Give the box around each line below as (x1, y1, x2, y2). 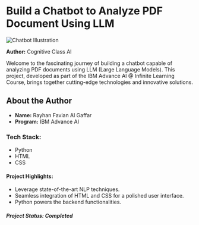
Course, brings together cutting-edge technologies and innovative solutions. (6, 79, 193, 86)
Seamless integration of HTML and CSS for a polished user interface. (14, 192, 184, 199)
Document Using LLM (6, 17, 115, 30)
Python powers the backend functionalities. (14, 198, 122, 206)
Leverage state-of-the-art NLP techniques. (14, 186, 120, 193)
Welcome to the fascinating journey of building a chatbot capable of (6, 60, 173, 67)
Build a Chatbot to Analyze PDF (6, 4, 163, 18)
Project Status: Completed (6, 212, 73, 219)
